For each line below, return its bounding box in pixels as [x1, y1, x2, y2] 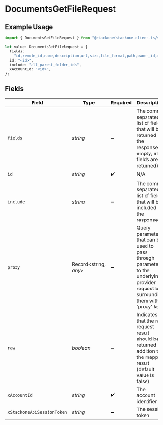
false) [136, 378, 150, 385]
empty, [136, 150, 153, 156]
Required [110, 99, 132, 106]
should [136, 335, 152, 342]
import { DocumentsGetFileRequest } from [5, 35, 90, 40]
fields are [136, 156, 158, 163]
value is [136, 372, 154, 378]
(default [136, 366, 155, 373]
